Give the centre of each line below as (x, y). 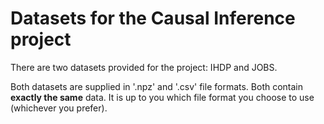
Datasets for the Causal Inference (153, 18)
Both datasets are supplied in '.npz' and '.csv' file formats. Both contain (157, 86)
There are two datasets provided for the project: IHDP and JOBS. (144, 67)
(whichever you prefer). (59, 108)
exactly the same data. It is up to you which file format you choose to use (162, 97)
